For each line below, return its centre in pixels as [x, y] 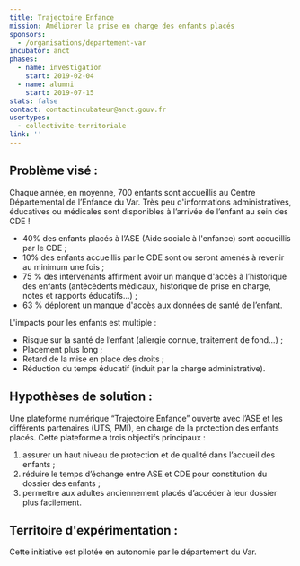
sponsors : [28, 34]
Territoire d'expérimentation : [93, 530]
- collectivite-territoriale [72, 126]
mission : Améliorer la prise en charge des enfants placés [122, 26]
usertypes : [30, 118]
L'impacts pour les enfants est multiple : [83, 322]
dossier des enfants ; [61, 483]
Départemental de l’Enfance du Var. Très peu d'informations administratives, [150, 202]
